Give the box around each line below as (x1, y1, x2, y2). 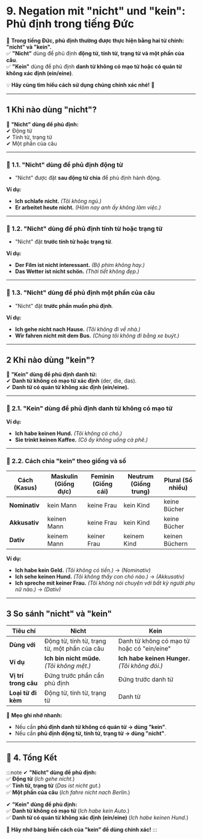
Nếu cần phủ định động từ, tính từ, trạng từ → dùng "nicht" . (14, 730, 167, 737)
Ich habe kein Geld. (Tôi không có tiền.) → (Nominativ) (14, 567, 151, 574)
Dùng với (9, 641, 36, 649)
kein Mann (47, 501, 77, 509)
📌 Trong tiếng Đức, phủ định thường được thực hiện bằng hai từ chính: (6, 37, 185, 44)
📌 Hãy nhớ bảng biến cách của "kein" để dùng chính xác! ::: (6, 826, 158, 833)
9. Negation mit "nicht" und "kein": (6, 4, 186, 18)
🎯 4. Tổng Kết (6, 753, 57, 763)
